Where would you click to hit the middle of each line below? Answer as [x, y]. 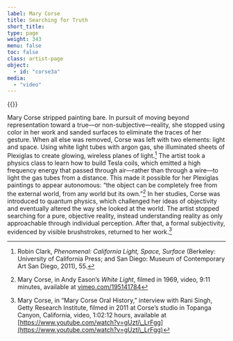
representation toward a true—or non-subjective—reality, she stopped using [116, 125]
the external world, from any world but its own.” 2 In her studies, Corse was [114, 193]
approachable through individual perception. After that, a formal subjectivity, [116, 223]
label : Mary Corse [34, 14]
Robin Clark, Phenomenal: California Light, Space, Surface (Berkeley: [116, 252]
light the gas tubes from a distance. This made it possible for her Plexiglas [113, 177]
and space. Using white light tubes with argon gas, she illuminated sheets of [116, 147]
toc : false [23, 53]
